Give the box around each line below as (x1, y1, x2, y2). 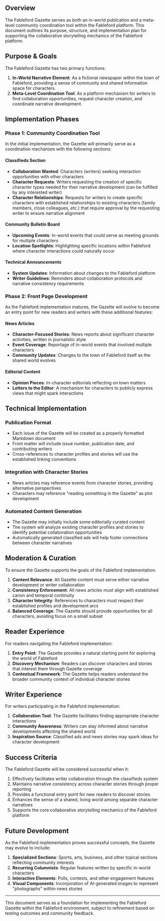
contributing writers (12, 446, 53, 452)
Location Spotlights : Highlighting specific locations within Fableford (12, 243, 151, 249)
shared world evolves (12, 357, 56, 363)
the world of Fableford (12, 655, 57, 661)
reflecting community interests (12, 860, 75, 865)
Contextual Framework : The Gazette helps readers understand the (12, 671, 148, 677)
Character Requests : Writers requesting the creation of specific (12, 179, 142, 185)
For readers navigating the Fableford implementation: (5, 640, 113, 646)
